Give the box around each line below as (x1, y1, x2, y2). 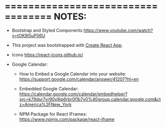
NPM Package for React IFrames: (19, 111, 87, 117)
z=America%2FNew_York (19, 101, 72, 107)
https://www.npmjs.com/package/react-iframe (19, 116, 115, 122)
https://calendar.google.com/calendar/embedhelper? (19, 91, 127, 97)
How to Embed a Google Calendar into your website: (19, 71, 127, 77)
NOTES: (54, 11, 87, 22)
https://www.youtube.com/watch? (83, 27, 153, 33)
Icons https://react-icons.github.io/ (11, 51, 84, 57)
